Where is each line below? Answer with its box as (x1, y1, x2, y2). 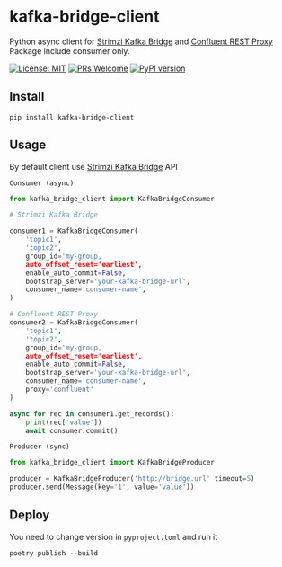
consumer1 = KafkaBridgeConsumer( (9, 226, 139, 235)
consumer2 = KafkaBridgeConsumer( (9, 318, 139, 327)
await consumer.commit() (25, 426, 119, 435)
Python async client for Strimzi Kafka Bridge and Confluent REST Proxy (9, 36, 273, 47)
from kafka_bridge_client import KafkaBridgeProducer (9, 458, 216, 467)
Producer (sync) (9, 442, 70, 451)
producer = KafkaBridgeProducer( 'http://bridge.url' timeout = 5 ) (9, 474, 255, 483)
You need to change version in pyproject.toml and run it (9, 531, 218, 542)
